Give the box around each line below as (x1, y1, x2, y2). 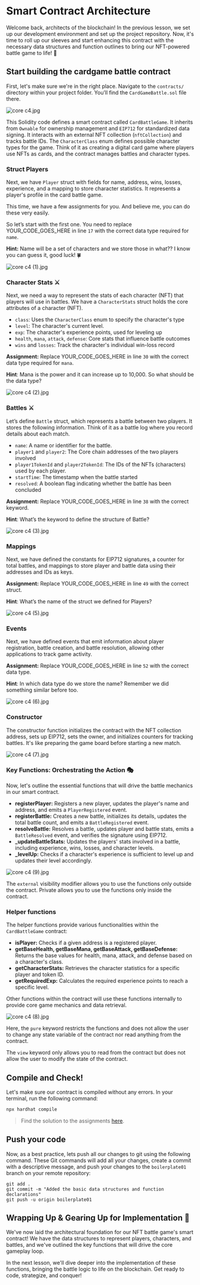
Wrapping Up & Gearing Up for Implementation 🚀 (6, 1213, 190, 1223)
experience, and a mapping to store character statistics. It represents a (6, 185, 181, 192)
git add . (6, 1181, 31, 1187)
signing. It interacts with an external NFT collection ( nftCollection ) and (6, 131, 182, 138)
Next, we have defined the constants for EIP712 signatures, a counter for (6, 556, 185, 563)
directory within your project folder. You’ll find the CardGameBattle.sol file (6, 88, 187, 96)
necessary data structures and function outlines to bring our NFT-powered (6, 43, 190, 50)
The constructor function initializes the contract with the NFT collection (6, 726, 181, 734)
